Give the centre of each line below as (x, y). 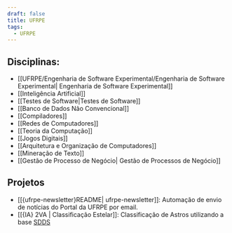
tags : (15, 27)
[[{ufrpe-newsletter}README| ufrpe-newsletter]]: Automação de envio (120, 199)
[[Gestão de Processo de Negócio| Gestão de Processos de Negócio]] (119, 161)
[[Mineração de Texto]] (51, 153)
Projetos (26, 183)
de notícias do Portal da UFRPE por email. (77, 207)
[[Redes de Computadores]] (58, 124)
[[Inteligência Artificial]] (52, 94)
